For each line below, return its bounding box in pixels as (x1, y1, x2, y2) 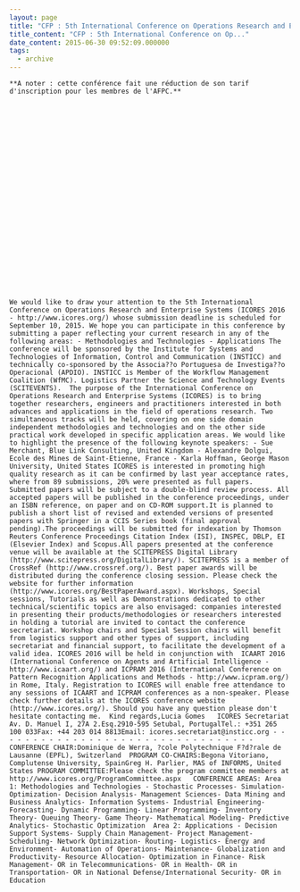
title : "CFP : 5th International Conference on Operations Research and (9, 21, 286, 30)
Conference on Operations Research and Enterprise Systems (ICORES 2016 (9, 305, 286, 314)
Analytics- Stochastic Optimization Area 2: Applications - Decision (9, 821, 278, 830)
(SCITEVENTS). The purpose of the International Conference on (9, 384, 254, 393)
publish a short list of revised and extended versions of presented (9, 509, 274, 518)
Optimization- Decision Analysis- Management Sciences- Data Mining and (9, 790, 286, 799)
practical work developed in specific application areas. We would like (9, 430, 286, 439)
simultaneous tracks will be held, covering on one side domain (9, 415, 254, 424)
